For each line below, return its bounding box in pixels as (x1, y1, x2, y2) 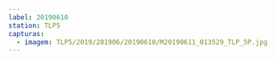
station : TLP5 (8, 21, 61, 30)
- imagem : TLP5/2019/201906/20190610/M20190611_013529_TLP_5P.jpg (16, 37, 268, 47)
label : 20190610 (8, 12, 69, 22)
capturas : (8, 29, 45, 38)
